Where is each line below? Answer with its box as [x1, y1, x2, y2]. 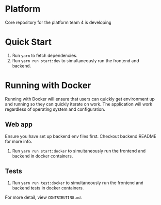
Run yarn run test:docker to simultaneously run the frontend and [12, 180, 144, 186]
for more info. [5, 138, 32, 144]
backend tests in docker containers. [12, 185, 84, 191]
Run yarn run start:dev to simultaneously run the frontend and [12, 57, 139, 64]
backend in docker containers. [12, 153, 73, 159]
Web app [5, 120, 33, 129]
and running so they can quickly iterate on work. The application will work [5, 101, 153, 107]
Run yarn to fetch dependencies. [12, 52, 78, 58]
